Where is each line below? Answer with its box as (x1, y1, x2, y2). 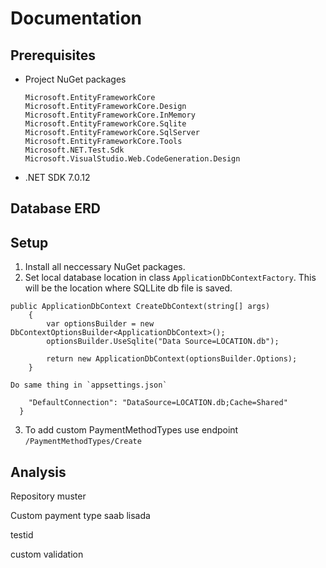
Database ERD (10, 200, 101, 217)
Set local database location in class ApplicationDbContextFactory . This (24, 272, 317, 284)
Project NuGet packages (24, 73, 127, 85)
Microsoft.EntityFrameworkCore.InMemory (24, 110, 196, 120)
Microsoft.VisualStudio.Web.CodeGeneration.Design (24, 154, 241, 164)
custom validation (10, 548, 84, 561)
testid (10, 529, 34, 541)
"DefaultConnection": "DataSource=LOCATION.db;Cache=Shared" (28, 398, 288, 408)
